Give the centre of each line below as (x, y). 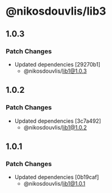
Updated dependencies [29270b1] (58, 64)
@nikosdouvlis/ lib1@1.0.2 (55, 127)
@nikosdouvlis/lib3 (56, 11)
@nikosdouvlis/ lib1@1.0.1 (54, 184)
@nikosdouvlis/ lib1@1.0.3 (55, 71)
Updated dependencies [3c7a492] (58, 121)
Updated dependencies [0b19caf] (57, 177)
